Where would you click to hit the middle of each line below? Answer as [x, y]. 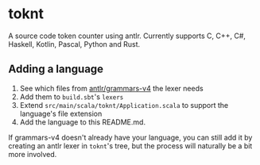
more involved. [33, 154]
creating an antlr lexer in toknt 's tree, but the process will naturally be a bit [130, 146]
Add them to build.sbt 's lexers [72, 97]
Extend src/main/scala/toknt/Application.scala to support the [124, 105]
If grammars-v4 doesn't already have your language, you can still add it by [130, 137]
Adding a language [56, 69]
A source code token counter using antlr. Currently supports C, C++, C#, [127, 36]
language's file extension [61, 113]
